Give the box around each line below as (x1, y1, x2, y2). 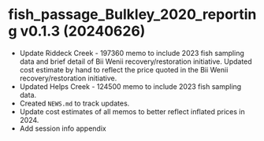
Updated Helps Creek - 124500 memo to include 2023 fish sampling (19, 81, 242, 91)
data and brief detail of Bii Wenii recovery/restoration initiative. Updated (19, 57, 252, 66)
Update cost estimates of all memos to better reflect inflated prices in (19, 106, 246, 116)
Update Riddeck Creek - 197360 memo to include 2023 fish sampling (19, 48, 244, 58)
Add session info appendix (19, 124, 106, 133)
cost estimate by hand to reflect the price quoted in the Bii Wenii (19, 65, 229, 74)
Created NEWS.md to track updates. (19, 98, 130, 108)
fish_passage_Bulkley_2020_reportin (8, 6, 257, 24)
